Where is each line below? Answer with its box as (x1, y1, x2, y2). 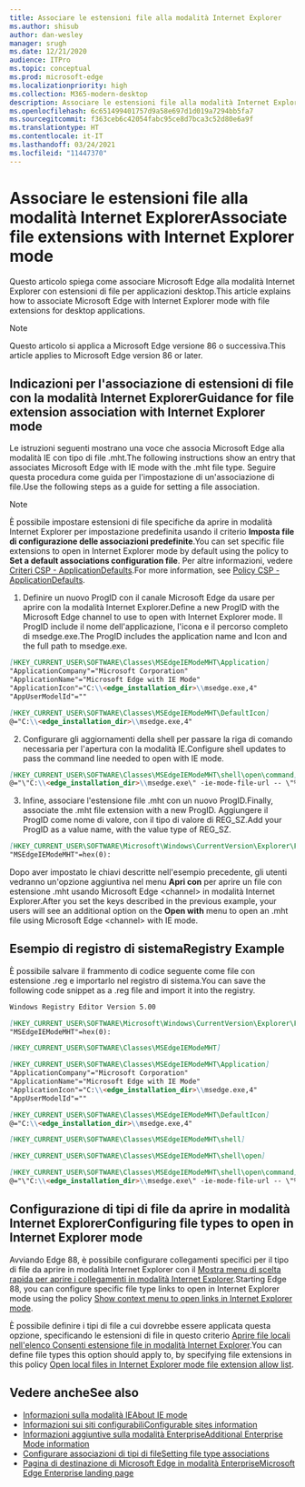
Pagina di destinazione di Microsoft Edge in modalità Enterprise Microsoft (22, 1457, 295, 1469)
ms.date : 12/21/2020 (9, 47, 88, 56)
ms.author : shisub (9, 22, 79, 31)
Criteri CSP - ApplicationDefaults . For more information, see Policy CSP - (9, 565, 280, 576)
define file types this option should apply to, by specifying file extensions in (9, 1349, 292, 1360)
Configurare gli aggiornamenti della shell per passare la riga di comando (22, 733, 293, 744)
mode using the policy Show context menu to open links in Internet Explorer (9, 1292, 293, 1303)
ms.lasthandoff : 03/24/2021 (9, 140, 116, 149)
